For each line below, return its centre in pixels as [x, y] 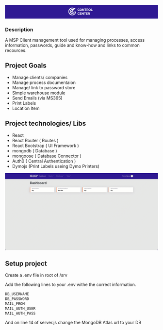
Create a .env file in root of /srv [36, 275]
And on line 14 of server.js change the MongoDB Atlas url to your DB [73, 323]
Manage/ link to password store [44, 87]
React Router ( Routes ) [35, 140]
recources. [16, 50]
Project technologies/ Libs [46, 124]
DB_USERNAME [17, 294]
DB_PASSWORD [17, 299]
